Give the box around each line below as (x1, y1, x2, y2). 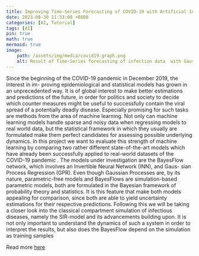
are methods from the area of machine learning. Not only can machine (6, 112, 178, 119)
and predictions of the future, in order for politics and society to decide (6, 93, 179, 101)
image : (6, 47, 23, 53)
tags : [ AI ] (6, 25, 33, 31)
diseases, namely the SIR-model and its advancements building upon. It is (6, 213, 187, 220)
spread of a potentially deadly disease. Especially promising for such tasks (6, 106, 188, 113)
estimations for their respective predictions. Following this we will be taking (6, 200, 190, 207)
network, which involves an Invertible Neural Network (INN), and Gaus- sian (6, 162, 191, 169)
